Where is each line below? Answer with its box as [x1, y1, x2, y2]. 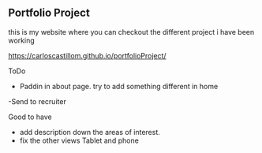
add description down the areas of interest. [19, 127, 160, 136]
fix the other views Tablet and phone [19, 136, 140, 145]
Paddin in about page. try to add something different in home [19, 81, 219, 91]
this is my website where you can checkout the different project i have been [8, 27, 255, 36]
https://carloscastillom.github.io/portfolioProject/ [8, 50, 167, 60]
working [8, 35, 36, 45]
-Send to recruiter [8, 96, 67, 106]
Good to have [8, 112, 53, 121]
